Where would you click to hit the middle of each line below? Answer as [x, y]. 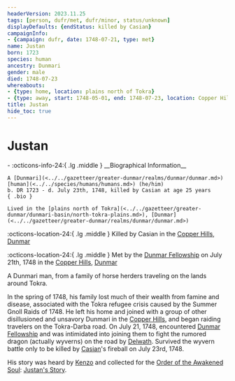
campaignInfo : [28, 33]
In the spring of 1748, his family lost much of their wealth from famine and [113, 296]
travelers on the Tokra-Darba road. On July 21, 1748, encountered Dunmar [114, 326]
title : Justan [28, 105]
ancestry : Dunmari [34, 66]
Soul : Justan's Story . [37, 369]
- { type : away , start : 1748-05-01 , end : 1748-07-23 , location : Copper [112, 99]
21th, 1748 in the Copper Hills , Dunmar [62, 262]
